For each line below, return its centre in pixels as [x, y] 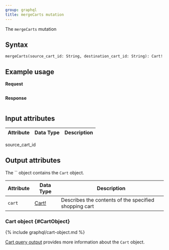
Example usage [30, 72]
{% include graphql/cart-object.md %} [45, 232]
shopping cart [77, 206]
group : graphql [21, 10]
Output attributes [33, 161]
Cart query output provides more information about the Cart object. [75, 242]
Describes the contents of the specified [108, 200]
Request [14, 84]
